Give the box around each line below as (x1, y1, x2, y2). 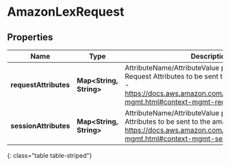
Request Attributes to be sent (125, 72, 219, 81)
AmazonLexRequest (7, 4, 125, 20)
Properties (7, 31, 53, 43)
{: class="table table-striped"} (7, 152, 92, 159)
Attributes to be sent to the (125, 117, 211, 126)
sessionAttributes (10, 121, 71, 130)
